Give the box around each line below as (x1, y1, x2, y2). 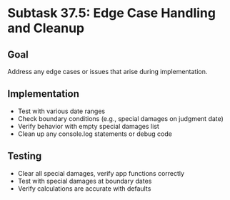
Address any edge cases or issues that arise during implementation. (7, 68, 208, 75)
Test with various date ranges (17, 107, 106, 115)
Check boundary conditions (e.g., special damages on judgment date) (17, 114, 224, 122)
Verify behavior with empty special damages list (17, 122, 159, 130)
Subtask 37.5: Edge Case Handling (7, 5, 216, 21)
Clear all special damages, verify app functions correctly (17, 169, 184, 177)
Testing (7, 150, 42, 162)
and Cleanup (7, 20, 84, 36)
